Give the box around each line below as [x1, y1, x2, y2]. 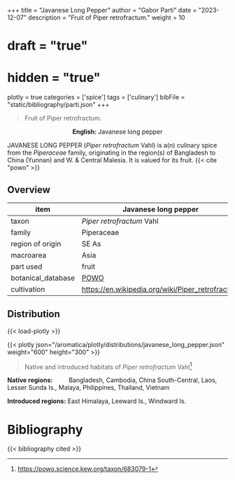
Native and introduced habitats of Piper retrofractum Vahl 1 [24, 361, 192, 371]
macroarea [10, 250, 47, 260]
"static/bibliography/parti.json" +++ [7, 101, 110, 109]
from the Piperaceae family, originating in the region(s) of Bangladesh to [7, 148, 216, 157]
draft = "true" [7, 38, 88, 54]
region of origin [10, 239, 62, 248]
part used [10, 262, 43, 271]
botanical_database [10, 273, 76, 283]
